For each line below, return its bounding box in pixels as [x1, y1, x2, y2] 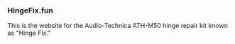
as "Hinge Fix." [7, 29, 51, 37]
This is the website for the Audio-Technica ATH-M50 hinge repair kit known [7, 22, 229, 30]
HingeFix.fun [7, 6, 53, 15]
